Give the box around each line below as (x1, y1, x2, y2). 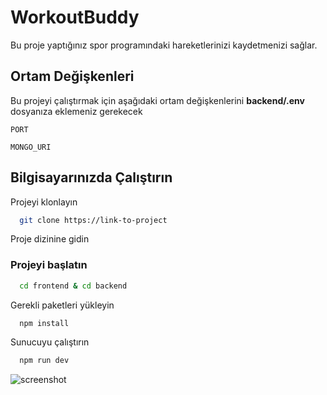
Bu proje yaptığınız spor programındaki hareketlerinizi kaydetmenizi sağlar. (10, 39, 318, 51)
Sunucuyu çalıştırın (10, 336, 90, 348)
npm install (19, 318, 70, 328)
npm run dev (19, 356, 70, 366)
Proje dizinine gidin (10, 233, 90, 245)
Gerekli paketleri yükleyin (10, 299, 115, 311)
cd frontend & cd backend (19, 281, 128, 291)
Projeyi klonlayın (10, 196, 78, 208)
